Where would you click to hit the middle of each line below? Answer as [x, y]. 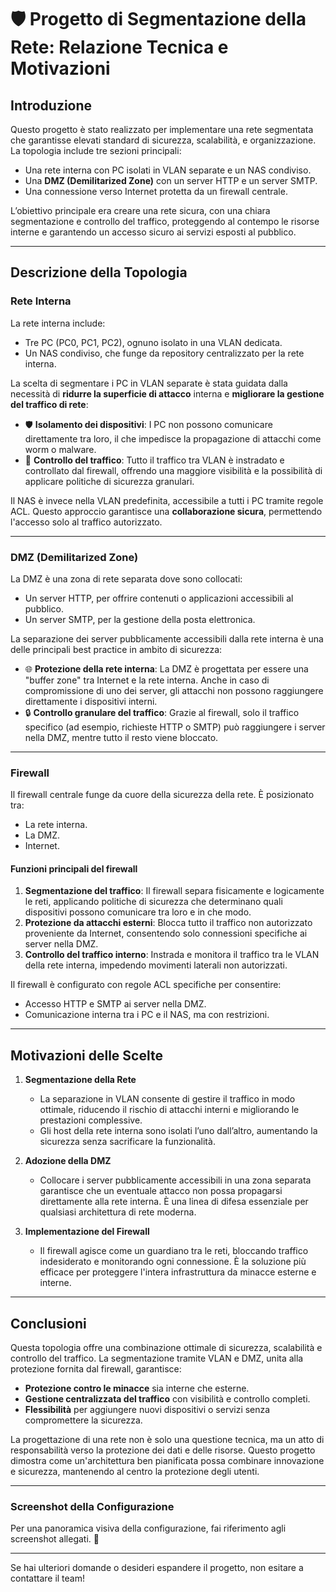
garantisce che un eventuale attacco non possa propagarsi [161, 1191]
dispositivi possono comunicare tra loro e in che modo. [138, 912]
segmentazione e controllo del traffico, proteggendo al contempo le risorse [165, 221]
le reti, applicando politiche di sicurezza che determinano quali [153, 902]
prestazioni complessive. [91, 1120]
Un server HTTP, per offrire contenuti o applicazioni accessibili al [159, 598]
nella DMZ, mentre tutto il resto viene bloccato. [121, 737]
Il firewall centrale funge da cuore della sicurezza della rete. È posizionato [162, 795]
